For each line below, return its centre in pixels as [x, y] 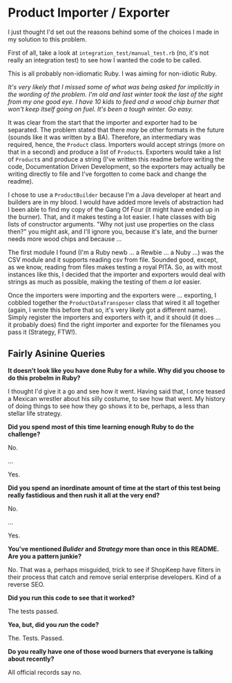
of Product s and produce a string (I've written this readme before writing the [116, 159]
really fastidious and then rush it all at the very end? [84, 495]
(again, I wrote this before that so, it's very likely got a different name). [108, 310]
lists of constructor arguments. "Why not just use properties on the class [111, 224]
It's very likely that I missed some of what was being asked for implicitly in [114, 87]
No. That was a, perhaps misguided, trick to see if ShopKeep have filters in [114, 569]
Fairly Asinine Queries [57, 354]
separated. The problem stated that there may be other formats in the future [116, 130]
